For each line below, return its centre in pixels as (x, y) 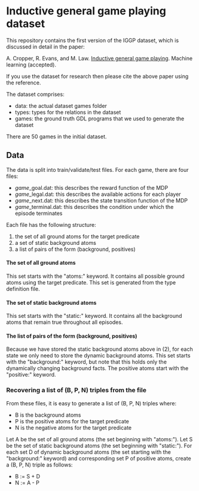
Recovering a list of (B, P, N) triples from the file (76, 390)
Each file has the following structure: (51, 225)
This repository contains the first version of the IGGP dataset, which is (93, 40)
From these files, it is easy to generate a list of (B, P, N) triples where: (91, 403)
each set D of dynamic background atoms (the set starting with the (89, 452)
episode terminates (39, 213)
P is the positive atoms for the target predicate (72, 421)
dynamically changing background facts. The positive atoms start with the (97, 368)
